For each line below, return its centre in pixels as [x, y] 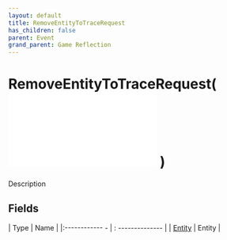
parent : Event [32, 38]
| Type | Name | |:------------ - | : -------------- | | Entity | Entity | [115, 227]
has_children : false [42, 30]
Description [27, 184]
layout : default [35, 15]
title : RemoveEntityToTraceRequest [67, 23]
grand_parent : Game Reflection [60, 45]
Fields [24, 209]
